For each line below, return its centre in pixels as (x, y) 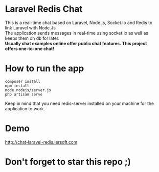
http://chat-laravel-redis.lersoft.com (41, 142)
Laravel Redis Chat (44, 9)
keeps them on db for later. (32, 38)
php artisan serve (24, 94)
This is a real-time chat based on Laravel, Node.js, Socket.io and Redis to (79, 23)
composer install (23, 81)
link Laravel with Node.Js (31, 27)
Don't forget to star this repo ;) (68, 162)
